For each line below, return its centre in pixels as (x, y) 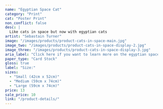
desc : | (13, 27)
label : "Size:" (20, 68)
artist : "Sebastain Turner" (33, 37)
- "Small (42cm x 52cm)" (34, 77)
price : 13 (15, 90)
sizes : (12, 72)
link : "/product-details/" (32, 99)
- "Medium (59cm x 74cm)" (36, 81)
